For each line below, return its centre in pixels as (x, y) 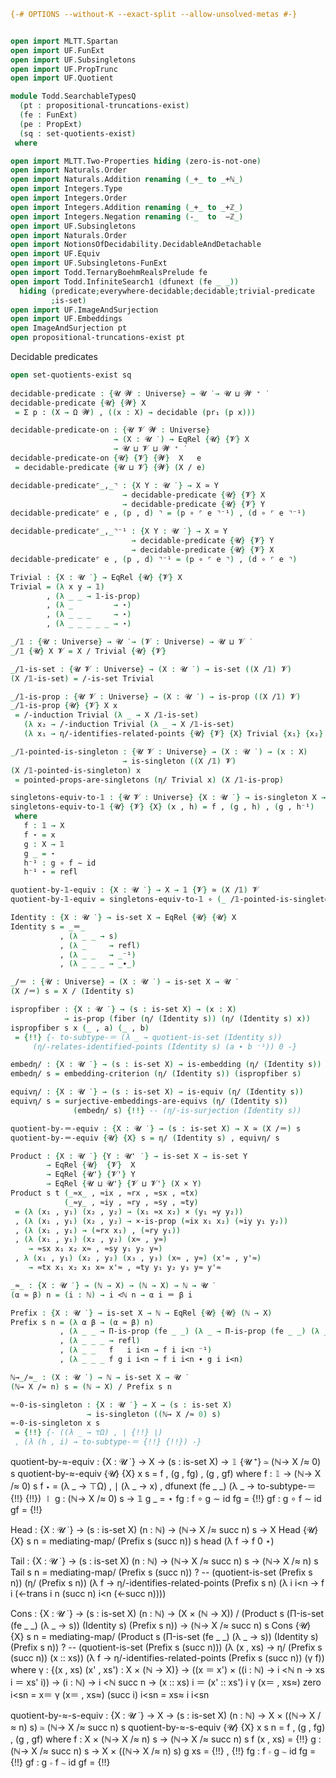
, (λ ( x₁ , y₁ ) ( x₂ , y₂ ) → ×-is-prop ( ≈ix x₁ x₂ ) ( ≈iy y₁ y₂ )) (151, 1221)
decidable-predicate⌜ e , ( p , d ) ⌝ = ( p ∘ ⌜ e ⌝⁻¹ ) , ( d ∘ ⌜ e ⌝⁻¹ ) (158, 513)
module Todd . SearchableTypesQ (73, 96)
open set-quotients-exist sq (71, 375)
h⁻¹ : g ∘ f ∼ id (60, 863)
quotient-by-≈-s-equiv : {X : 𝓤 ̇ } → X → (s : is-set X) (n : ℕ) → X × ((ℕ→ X (163, 1715)
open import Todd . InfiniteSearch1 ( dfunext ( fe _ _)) (125, 281)
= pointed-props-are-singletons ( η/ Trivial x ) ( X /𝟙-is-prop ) (149, 780)
